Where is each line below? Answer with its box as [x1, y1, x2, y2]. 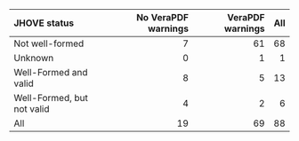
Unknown [13, 52, 54, 64]
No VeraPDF [136, 12, 190, 23]
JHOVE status [13, 17, 74, 29]
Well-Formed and [13, 67, 88, 78]
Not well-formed [13, 37, 85, 50]
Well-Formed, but [13, 92, 89, 104]
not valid [13, 103, 51, 114]
